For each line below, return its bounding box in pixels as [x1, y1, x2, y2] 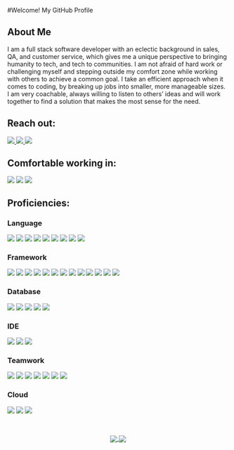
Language [7, 218, 43, 227]
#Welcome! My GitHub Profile [7, 6, 93, 14]
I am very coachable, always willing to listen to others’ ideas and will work [7, 89, 221, 98]
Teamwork [7, 355, 45, 365]
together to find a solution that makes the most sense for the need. [7, 97, 201, 105]
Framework [7, 253, 47, 263]
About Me [7, 26, 51, 38]
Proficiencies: [7, 197, 70, 209]
